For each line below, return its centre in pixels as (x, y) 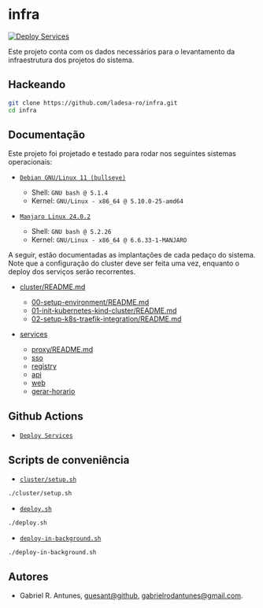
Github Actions (46, 416)
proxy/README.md (62, 350)
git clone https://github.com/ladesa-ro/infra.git (93, 103)
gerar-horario (53, 391)
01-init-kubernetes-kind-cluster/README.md (104, 311)
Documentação (46, 134)
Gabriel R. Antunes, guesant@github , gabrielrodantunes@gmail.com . (131, 595)
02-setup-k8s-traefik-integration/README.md (106, 319)
